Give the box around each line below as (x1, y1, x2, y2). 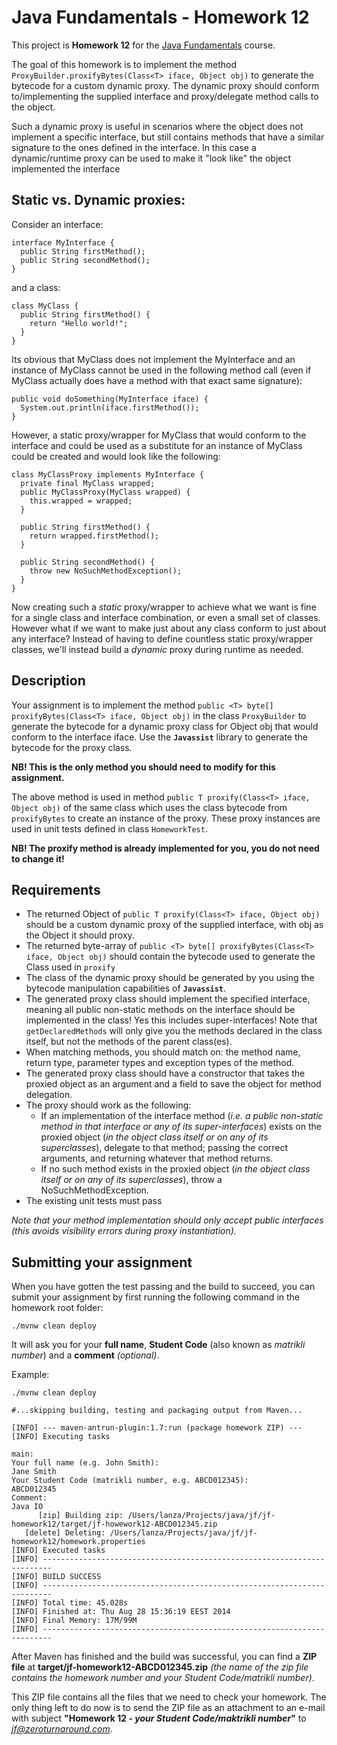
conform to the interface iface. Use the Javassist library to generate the (11, 731, 308, 743)
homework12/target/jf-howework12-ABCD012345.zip (11, 1519, 218, 1530)
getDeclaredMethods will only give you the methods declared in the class (25, 1025, 323, 1037)
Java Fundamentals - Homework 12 (11, 6, 310, 29)
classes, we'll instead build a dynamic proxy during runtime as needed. (11, 643, 304, 655)
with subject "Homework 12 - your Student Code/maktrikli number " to (11, 1712, 307, 1725)
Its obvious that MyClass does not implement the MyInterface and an (11, 353, 296, 365)
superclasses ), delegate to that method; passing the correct (40, 1142, 289, 1154)
